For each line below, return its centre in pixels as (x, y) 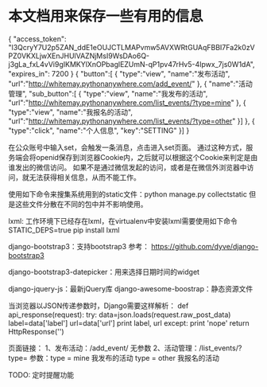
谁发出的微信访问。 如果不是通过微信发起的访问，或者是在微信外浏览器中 (128, 167)
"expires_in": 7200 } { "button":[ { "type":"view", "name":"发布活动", (119, 73)
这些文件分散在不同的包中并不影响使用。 (81, 204)
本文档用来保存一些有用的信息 (106, 16)
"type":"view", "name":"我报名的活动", (71, 111)
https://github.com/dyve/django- (205, 246)
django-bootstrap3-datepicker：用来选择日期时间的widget (104, 272)
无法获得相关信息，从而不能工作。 (85, 177)
